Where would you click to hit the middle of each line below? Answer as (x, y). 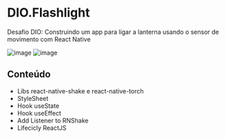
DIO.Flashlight (49, 13)
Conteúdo (29, 74)
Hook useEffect (39, 113)
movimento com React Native (49, 39)
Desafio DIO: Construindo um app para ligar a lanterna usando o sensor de (113, 32)
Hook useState (38, 106)
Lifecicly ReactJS (42, 128)
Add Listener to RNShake (53, 120)
